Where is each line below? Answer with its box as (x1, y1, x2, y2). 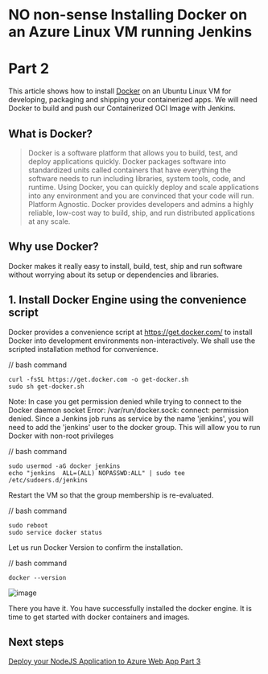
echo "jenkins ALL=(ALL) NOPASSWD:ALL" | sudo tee (8, 469, 185, 477)
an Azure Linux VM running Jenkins (8, 23, 252, 41)
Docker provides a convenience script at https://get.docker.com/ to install (8, 327, 253, 337)
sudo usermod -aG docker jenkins (8, 461, 121, 470)
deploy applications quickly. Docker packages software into (27, 156, 227, 166)
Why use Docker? (8, 240, 99, 254)
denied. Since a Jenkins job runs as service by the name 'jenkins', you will (8, 413, 254, 424)
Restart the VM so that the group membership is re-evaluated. (8, 490, 214, 500)
